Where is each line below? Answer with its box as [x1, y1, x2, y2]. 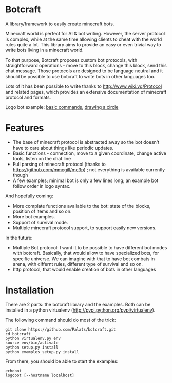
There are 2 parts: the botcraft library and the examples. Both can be [5, 301, 151, 307]
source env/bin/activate [5, 340, 59, 345]
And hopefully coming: [5, 193, 53, 199]
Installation [5, 284, 54, 296]
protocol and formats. [5, 94, 51, 100]
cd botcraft [5, 331, 31, 336]
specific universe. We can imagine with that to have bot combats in [12, 256, 155, 262]
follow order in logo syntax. [12, 183, 71, 189]
